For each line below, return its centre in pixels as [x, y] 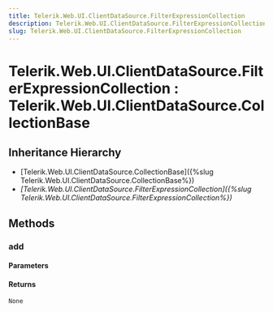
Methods [32, 223]
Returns [22, 284]
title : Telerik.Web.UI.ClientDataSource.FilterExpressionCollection [127, 16]
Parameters [28, 266]
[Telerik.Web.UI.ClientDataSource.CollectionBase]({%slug [117, 172]
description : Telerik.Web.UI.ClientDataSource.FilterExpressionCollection [138, 24]
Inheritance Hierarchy [65, 152]
